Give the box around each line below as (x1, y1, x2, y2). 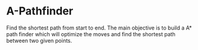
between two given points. (6, 37, 72, 44)
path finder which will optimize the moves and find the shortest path (6, 30, 176, 37)
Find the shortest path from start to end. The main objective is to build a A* (6, 24, 192, 31)
